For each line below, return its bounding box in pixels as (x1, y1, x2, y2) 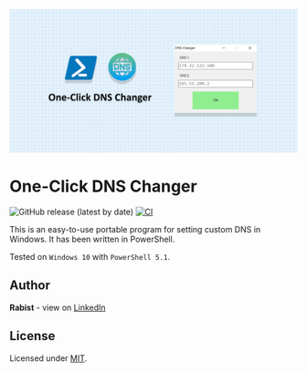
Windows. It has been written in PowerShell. (9, 233, 175, 244)
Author (9, 278, 50, 294)
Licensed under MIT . (9, 352, 88, 364)
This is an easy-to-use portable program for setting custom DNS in (9, 223, 261, 234)
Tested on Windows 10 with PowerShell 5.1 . (9, 251, 171, 262)
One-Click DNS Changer (9, 176, 198, 197)
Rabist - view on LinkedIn (9, 302, 107, 313)
